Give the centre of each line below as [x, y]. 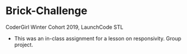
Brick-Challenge [46, 11]
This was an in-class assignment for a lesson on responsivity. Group [98, 38]
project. [23, 45]
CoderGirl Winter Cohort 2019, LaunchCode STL [64, 27]
